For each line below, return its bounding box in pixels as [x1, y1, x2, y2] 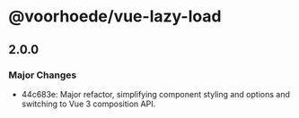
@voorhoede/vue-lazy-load [8, 6, 222, 27]
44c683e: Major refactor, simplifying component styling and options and [21, 88, 291, 99]
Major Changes [8, 69, 77, 81]
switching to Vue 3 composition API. [21, 98, 156, 109]
